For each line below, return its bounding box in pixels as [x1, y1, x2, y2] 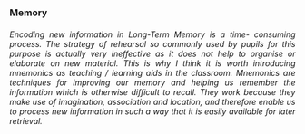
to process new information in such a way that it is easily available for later [9, 106, 296, 117]
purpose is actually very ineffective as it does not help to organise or [9, 48, 296, 59]
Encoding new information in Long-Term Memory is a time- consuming [9, 29, 296, 40]
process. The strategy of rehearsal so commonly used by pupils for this [9, 38, 296, 49]
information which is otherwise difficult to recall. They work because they [9, 86, 296, 97]
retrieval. [9, 115, 43, 126]
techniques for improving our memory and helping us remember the [9, 77, 296, 88]
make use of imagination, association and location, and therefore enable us [9, 96, 296, 107]
